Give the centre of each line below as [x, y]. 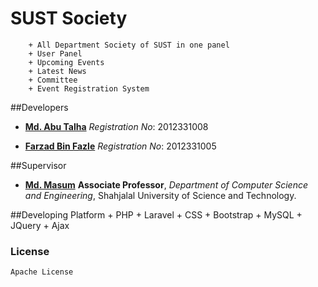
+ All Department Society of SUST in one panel [129, 45]
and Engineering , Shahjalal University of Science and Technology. [160, 195]
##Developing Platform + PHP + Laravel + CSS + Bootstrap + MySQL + [156, 214]
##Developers [39, 107]
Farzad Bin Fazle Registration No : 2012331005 [120, 146]
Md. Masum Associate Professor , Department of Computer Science [166, 184]
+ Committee [53, 80]
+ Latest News [57, 71]
